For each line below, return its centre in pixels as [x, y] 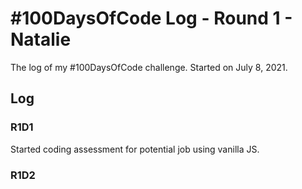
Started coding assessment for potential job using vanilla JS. [135, 149]
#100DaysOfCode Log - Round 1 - [151, 18]
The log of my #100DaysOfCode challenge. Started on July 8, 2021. [149, 67]
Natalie [41, 39]
